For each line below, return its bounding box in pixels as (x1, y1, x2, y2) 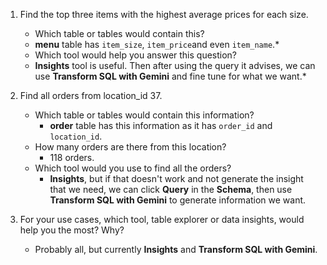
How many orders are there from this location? (34, 141, 227, 153)
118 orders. (49, 152, 95, 163)
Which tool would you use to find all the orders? (34, 162, 232, 174)
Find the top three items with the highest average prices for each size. (19, 9, 309, 20)
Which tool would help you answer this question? (34, 49, 238, 61)
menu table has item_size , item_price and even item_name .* (34, 39, 280, 50)
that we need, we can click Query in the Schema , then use (49, 184, 293, 195)
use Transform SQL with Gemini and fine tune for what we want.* (34, 70, 307, 82)
